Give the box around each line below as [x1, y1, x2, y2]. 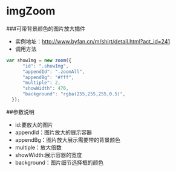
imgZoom [6, 4, 56, 18]
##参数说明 [6, 108, 34, 115]
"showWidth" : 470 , [22, 86, 69, 92]
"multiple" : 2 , [22, 80, 61, 86]
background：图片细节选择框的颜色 [15, 159, 104, 166]
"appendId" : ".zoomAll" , [22, 68, 85, 75]
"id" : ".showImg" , [22, 63, 69, 69]
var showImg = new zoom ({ [6, 57, 71, 63]
